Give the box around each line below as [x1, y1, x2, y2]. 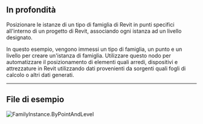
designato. [6, 33, 33, 41]
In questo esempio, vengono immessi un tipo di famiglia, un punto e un [6, 45, 182, 53]
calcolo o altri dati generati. [6, 71, 74, 78]
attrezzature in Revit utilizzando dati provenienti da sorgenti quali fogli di [6, 65, 186, 72]
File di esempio [6, 94, 65, 105]
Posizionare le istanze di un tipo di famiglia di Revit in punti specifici [6, 21, 175, 28]
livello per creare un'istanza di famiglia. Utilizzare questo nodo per [6, 51, 171, 59]
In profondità [6, 5, 56, 15]
